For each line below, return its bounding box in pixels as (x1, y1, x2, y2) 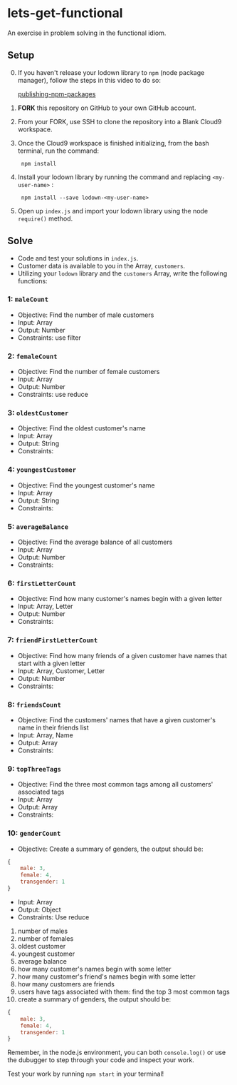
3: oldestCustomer (7, 408, 69, 418)
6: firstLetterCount (7, 578, 76, 588)
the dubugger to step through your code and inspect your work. (7, 1056, 194, 1064)
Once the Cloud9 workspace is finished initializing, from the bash (17, 138, 210, 147)
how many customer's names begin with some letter (17, 964, 172, 973)
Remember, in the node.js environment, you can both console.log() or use (7, 1048, 226, 1057)
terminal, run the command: (17, 146, 100, 155)
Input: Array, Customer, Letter (17, 666, 105, 675)
